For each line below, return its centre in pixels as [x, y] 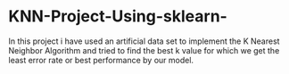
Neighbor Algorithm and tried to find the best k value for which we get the [144, 50]
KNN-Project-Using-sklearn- [118, 16]
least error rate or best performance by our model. [101, 60]
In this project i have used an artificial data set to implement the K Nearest [144, 41]
